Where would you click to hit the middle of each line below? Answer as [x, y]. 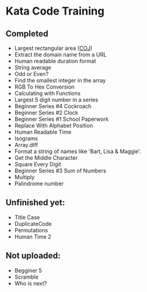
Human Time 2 [33, 236]
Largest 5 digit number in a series [56, 100]
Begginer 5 [28, 270]
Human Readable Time [43, 132]
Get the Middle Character [46, 158]
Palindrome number [39, 184]
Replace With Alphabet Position [54, 125]
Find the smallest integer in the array [60, 80]
